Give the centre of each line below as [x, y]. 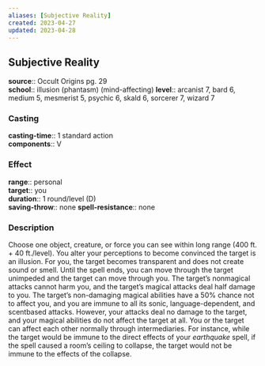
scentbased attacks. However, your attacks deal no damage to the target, [128, 312]
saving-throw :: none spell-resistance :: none [82, 207]
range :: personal [35, 182]
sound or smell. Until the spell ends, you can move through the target [121, 270]
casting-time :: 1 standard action [61, 136]
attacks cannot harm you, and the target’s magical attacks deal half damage [132, 287]
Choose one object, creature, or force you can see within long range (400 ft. [132, 245]
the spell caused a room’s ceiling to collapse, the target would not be [120, 345]
